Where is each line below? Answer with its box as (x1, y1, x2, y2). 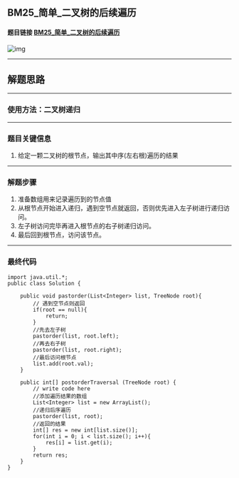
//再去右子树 (33, 340, 66, 347)
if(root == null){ (33, 306, 87, 313)
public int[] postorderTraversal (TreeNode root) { (20, 379, 176, 386)
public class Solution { (7, 280, 81, 287)
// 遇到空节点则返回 (33, 300, 85, 307)
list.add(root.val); (33, 360, 94, 367)
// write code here (33, 385, 91, 392)
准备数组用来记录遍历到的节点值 (17, 195, 112, 203)
